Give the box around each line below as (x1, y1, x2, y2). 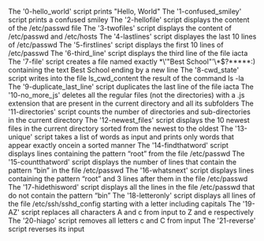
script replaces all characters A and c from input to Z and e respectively (20, 208, 255, 217)
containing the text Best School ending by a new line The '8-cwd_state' (8, 65, 240, 74)
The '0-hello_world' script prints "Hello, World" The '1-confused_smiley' (8, 7, 242, 16)
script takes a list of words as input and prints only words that (34, 132, 235, 141)
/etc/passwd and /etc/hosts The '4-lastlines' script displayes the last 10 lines (8, 32, 257, 41)
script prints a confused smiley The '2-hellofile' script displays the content (8, 15, 250, 24)
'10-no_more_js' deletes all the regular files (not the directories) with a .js (8, 91, 245, 99)
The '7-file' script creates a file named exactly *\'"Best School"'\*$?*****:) (8, 57, 256, 66)
